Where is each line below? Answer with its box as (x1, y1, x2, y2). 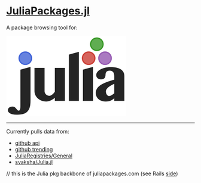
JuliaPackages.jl (6, 4, 90, 18)
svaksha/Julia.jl (14, 158, 53, 165)
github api (14, 139, 40, 147)
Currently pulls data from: (6, 128, 70, 135)
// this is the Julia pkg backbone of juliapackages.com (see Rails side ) (6, 170, 178, 177)
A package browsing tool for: (6, 24, 78, 31)
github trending (14, 145, 53, 153)
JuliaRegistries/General (14, 152, 73, 159)
